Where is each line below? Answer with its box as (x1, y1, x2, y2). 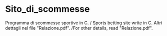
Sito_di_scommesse (5, 3, 90, 15)
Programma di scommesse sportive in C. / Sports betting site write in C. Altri (5, 20, 162, 26)
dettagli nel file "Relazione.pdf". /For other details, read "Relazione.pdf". (5, 25, 153, 31)
